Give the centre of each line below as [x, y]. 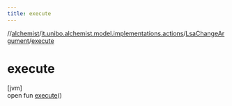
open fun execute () [35, 95]
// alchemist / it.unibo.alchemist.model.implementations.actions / [96, 33]
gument [18, 41]
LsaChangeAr [205, 33]
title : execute [29, 14]
